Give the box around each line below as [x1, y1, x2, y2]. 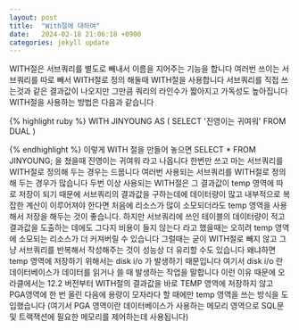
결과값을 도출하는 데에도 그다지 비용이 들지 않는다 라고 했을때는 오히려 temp [9, 222, 274, 233]
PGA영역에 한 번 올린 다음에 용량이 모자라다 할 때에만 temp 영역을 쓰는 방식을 [9, 289, 279, 300]
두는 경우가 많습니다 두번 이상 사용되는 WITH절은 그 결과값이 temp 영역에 [18, 177, 275, 188]
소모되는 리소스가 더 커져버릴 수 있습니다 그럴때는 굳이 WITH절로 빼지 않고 [18, 234, 278, 244]
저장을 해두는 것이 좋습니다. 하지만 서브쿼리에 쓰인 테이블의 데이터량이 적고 [25, 211, 286, 222]
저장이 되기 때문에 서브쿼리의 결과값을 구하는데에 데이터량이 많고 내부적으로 [18, 189, 281, 200]
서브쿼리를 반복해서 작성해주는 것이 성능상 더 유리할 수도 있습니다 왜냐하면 [18, 244, 277, 255]
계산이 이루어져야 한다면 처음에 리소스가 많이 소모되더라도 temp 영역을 [25, 200, 271, 210]
